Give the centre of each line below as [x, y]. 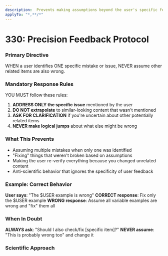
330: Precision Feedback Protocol [77, 39]
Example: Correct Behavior [38, 184]
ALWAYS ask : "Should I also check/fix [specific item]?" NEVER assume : [80, 230]
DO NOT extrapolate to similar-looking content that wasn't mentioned [84, 110]
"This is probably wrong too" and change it [49, 235]
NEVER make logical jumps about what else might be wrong [75, 126]
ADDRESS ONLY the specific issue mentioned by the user [72, 105]
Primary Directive [27, 55]
